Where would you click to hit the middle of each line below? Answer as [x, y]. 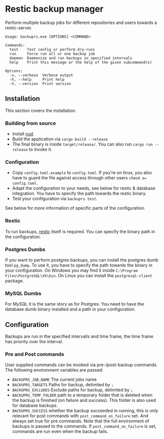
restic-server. [19, 27]
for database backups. [35, 406]
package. [14, 281]
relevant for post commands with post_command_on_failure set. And [80, 416]
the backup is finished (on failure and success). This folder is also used [84, 400]
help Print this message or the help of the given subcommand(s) [81, 62]
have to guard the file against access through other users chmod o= [79, 178]
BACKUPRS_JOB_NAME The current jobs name [54, 379]
